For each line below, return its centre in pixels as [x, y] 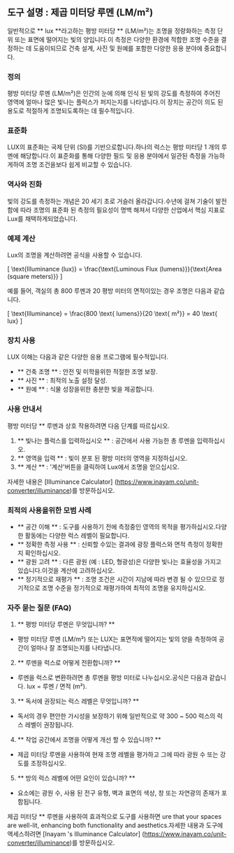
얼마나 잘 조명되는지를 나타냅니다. [76, 648]
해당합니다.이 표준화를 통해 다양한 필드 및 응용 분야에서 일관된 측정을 [113, 156]
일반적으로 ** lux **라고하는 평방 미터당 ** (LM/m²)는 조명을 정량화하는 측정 [112, 31]
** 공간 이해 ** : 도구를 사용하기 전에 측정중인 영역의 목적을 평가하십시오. [116, 526]
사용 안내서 [25, 409]
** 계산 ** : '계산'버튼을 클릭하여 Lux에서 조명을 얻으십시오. [98, 466]
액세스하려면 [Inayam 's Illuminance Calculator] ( [76, 834]
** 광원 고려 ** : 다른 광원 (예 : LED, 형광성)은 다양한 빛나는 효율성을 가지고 [119, 561]
